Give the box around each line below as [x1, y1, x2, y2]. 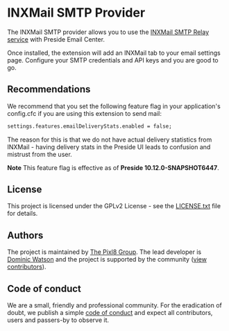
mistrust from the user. [7, 150, 73, 158]
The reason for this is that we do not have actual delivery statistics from [7, 135, 212, 144]
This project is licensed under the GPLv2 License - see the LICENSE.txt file [7, 202, 221, 210]
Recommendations [7, 83, 91, 95]
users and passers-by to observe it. [7, 316, 110, 324]
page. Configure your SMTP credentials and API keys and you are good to [7, 56, 219, 64]
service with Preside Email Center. [7, 35, 105, 43]
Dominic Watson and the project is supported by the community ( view [7, 255, 207, 264]
